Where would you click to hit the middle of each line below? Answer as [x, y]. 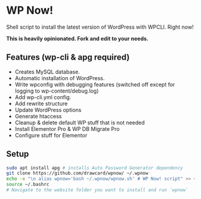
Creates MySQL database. [47, 72]
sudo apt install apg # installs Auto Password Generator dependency [95, 168]
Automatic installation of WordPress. [60, 78]
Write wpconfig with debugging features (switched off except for [95, 84]
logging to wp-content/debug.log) [57, 91]
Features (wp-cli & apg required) [68, 57]
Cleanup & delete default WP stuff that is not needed [80, 123]
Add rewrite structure [41, 103]
